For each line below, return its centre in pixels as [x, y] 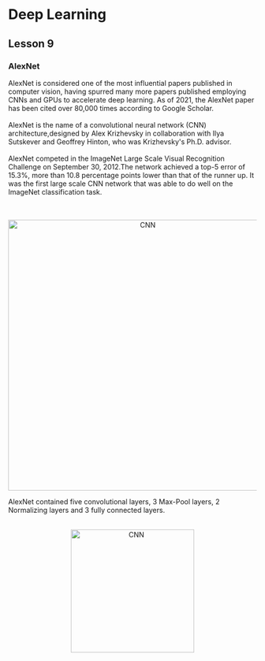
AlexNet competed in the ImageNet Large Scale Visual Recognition [116, 158]
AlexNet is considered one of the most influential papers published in [120, 83]
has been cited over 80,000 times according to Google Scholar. [111, 108]
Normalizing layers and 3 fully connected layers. [87, 510]
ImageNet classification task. [55, 191]
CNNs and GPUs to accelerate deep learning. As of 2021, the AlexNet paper [131, 99]
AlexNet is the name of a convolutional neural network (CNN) [107, 124]
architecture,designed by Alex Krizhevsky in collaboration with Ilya [116, 133]
